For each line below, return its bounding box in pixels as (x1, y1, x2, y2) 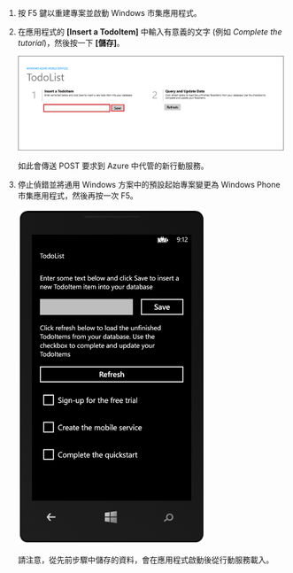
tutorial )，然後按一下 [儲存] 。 (17, 38, 125, 48)
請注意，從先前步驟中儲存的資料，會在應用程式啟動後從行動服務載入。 (17, 554, 274, 565)
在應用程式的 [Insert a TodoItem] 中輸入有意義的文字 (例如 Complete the (17, 27, 282, 37)
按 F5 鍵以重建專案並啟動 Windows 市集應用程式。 (17, 8, 202, 18)
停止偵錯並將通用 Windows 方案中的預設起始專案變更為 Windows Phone (17, 180, 281, 190)
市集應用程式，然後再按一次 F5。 (17, 190, 139, 201)
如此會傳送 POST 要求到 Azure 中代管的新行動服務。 (17, 160, 210, 171)
